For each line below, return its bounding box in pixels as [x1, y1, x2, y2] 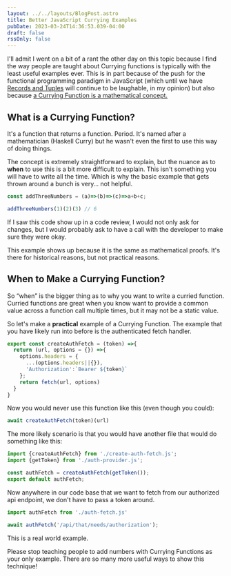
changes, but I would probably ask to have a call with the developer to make [7, 225, 223, 233]
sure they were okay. [7, 232, 67, 241]
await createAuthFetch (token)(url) [7, 417, 110, 424]
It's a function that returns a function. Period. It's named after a [7, 129, 186, 138]
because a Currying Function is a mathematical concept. [7, 91, 168, 100]
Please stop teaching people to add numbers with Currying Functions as [7, 547, 212, 555]
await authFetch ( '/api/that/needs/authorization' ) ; [7, 522, 159, 528]
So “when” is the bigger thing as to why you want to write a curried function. [7, 291, 225, 300]
